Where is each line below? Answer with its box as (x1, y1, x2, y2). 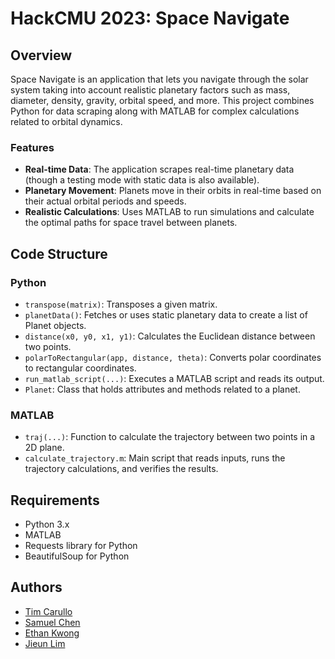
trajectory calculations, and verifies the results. (24, 463, 219, 475)
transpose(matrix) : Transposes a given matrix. (24, 298, 218, 310)
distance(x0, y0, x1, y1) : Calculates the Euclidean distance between (24, 330, 316, 342)
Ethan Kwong (24, 627, 80, 639)
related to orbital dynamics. (10, 116, 123, 127)
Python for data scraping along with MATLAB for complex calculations (10, 105, 300, 117)
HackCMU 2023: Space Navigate (10, 7, 290, 30)
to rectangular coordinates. (24, 362, 137, 374)
